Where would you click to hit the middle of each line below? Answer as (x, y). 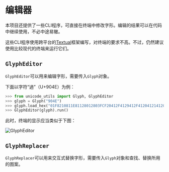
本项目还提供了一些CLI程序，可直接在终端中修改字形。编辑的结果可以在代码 (83, 25)
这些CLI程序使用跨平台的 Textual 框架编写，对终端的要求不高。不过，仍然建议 (84, 42)
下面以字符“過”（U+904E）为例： (40, 87)
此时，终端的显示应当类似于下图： (40, 121)
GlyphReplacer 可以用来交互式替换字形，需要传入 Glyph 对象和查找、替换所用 (83, 158)
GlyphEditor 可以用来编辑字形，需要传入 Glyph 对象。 (59, 76)
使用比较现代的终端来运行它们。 (38, 48)
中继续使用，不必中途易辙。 (34, 31)
